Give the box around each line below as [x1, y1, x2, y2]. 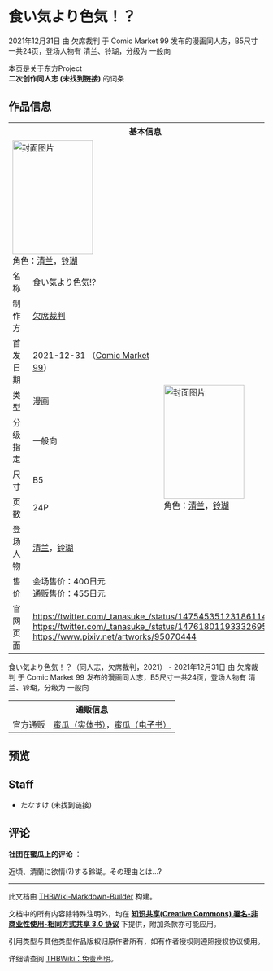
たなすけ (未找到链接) [19, 799, 92, 810]
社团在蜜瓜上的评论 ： [8, 849, 82, 859]
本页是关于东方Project [8, 63, 83, 73]
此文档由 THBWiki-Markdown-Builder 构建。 [8, 891, 157, 901]
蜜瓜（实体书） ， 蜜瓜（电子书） [53, 719, 172, 730]
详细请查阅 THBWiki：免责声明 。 [8, 953, 118, 963]
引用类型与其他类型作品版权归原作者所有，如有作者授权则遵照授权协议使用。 [8, 936, 265, 946]
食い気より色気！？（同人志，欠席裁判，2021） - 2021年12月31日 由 [8, 662, 236, 671]
